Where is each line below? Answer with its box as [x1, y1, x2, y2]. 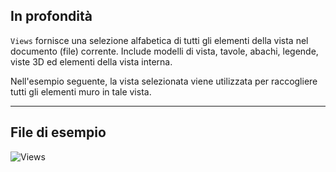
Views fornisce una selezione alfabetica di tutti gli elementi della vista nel [10, 34, 309, 46]
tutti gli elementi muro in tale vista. [10, 85, 152, 98]
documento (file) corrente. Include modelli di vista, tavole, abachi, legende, [10, 45, 319, 57]
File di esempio [10, 124, 107, 141]
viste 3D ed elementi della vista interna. [10, 55, 173, 68]
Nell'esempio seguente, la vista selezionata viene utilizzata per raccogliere [10, 75, 318, 87]
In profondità [10, 8, 93, 25]
